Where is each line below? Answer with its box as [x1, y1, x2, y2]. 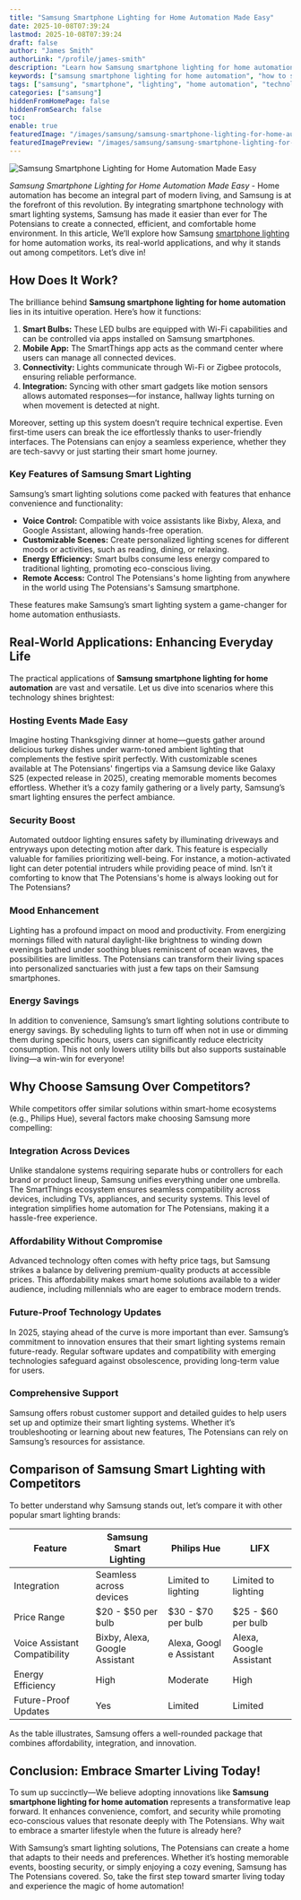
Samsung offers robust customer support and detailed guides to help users [9, 1407, 287, 1418]
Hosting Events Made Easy [9, 714, 128, 726]
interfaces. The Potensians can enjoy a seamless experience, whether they [9, 436, 287, 447]
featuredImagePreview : [9, 138, 94, 147]
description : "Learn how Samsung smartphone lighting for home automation [9, 64, 295, 73]
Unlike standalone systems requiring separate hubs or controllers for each [9, 1165, 284, 1176]
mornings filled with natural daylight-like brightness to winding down [9, 934, 262, 945]
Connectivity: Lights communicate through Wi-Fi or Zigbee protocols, [21, 361, 282, 372]
